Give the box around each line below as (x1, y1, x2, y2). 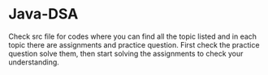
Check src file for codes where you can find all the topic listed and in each (8, 31, 257, 41)
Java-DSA (8, 5, 79, 23)
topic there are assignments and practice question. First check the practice (8, 40, 260, 49)
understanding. (8, 57, 59, 67)
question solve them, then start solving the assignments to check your (8, 48, 244, 58)
